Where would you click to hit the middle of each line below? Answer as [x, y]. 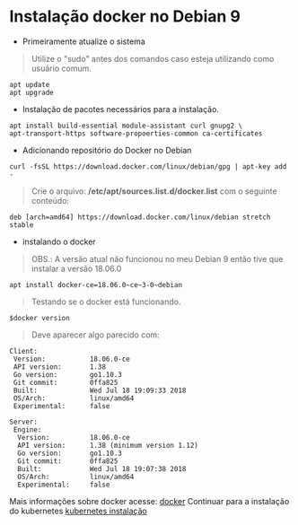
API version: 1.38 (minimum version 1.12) [108, 445]
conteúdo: [50, 200]
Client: [24, 351]
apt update [30, 84]
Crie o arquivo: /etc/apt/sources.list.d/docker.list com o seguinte [154, 191]
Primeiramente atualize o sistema [83, 41]
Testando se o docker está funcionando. [106, 302]
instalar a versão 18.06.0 [76, 268]
